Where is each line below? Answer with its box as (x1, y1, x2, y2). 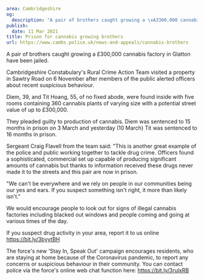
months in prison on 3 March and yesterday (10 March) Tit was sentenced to (6, 124, 197, 132)
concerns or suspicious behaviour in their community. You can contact (6, 261, 183, 268)
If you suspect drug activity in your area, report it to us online (6, 229, 160, 236)
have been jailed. (6, 57, 49, 64)
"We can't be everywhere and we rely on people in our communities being (6, 180, 192, 187)
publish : (6, 22, 29, 28)
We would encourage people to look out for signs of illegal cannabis (6, 205, 177, 212)
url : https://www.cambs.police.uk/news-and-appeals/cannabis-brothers (6, 39, 189, 45)
